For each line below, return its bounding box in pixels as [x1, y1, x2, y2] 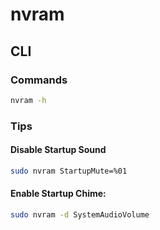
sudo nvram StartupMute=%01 [10, 166, 128, 176]
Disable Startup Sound [10, 144, 107, 156]
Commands [10, 73, 68, 87]
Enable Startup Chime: [10, 188, 107, 200]
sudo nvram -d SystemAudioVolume [10, 209, 150, 220]
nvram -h [10, 95, 47, 105]
